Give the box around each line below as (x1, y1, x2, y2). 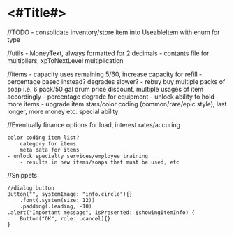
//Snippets (7, 171, 37, 179)
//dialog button (7, 184, 54, 192)
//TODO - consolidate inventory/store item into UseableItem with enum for (7, 28, 220, 36)
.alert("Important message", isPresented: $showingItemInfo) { (7, 208, 196, 216)
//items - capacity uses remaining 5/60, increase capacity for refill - (7, 70, 203, 78)
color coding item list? (7, 134, 80, 141)
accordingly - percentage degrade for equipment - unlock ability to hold (7, 92, 214, 101)
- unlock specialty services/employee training (7, 152, 149, 159)
